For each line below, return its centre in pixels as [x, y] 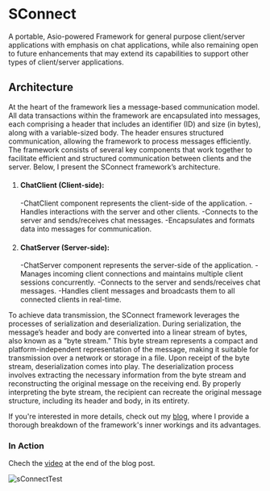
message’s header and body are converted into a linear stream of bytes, [128, 332]
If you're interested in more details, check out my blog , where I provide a [129, 417]
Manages [35, 274]
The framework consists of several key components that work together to [130, 149]
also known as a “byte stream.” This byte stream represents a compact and [133, 341]
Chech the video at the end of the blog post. [82, 464]
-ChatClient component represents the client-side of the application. [133, 203]
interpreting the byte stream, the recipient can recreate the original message [135, 393]
